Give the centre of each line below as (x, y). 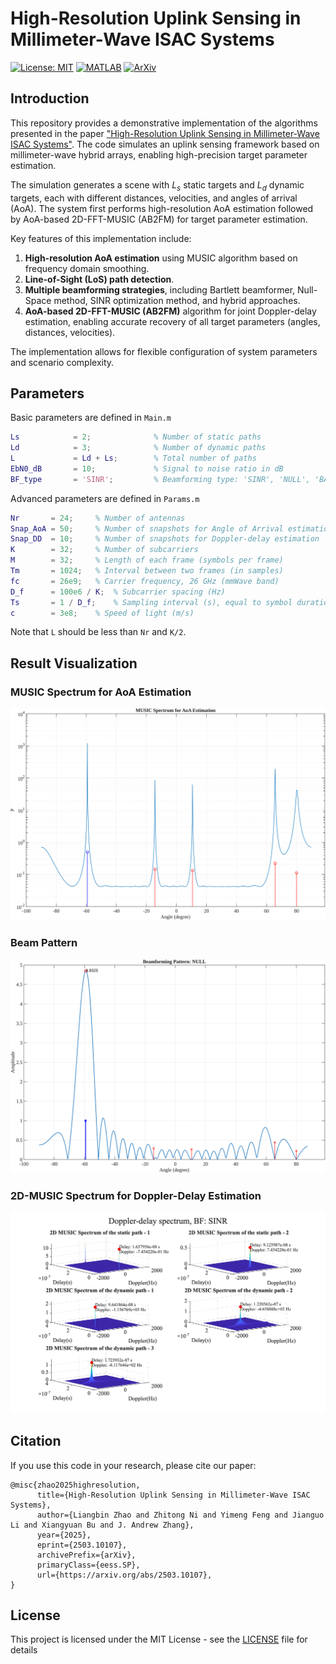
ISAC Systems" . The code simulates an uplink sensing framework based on (165, 144)
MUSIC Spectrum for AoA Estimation (101, 692)
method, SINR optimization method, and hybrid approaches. (177, 300)
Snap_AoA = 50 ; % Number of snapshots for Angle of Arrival (147, 528)
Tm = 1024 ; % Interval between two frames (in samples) (147, 571)
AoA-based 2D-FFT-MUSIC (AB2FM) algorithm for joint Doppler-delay (170, 311)
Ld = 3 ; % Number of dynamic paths (138, 448)
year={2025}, (64, 1535)
